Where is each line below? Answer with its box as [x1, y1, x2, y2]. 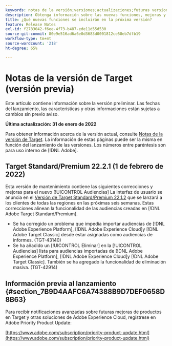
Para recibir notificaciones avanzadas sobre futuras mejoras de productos [5, 309, 162, 315]
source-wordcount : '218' [5, 41, 58, 46]
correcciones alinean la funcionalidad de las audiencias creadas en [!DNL [5, 206, 160, 212]
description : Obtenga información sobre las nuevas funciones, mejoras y [5, 12, 166, 17]
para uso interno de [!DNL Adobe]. [5, 147, 78, 153]
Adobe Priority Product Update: [5, 320, 72, 326]
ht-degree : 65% [5, 46, 38, 51]
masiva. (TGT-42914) [12, 264, 58, 271]
